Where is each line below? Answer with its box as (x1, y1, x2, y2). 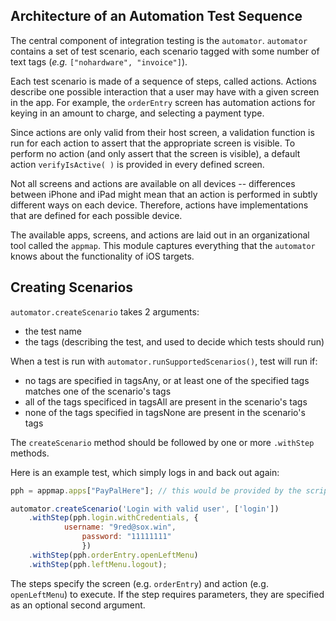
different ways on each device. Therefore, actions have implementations (10, 199, 309, 211)
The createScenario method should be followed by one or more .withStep (10, 436, 315, 448)
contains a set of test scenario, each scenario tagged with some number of (10, 45, 320, 57)
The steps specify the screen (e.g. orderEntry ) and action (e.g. (10, 577, 269, 589)
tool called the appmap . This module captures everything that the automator (10, 239, 316, 251)
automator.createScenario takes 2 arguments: (10, 305, 200, 318)
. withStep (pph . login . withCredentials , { (28, 513, 199, 523)
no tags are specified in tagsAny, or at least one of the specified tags (24, 374, 310, 386)
